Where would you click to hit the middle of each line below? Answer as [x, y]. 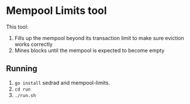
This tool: [17, 27]
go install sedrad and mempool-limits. [62, 83]
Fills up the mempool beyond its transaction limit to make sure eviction [99, 38]
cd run [23, 89]
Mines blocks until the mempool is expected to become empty [89, 50]
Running [22, 69]
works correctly [33, 44]
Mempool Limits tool [56, 11]
